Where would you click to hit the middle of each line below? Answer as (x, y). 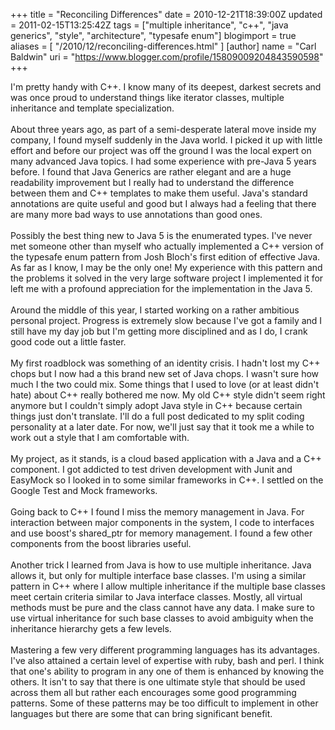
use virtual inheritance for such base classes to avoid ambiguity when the (162, 618)
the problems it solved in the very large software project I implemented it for (167, 278)
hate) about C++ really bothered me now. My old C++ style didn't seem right (168, 395)
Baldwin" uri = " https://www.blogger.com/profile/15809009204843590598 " (167, 57)
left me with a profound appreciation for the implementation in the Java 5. (161, 288)
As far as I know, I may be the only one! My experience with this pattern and (166, 267)
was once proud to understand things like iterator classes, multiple (147, 97)
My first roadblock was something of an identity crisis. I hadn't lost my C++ (165, 363)
